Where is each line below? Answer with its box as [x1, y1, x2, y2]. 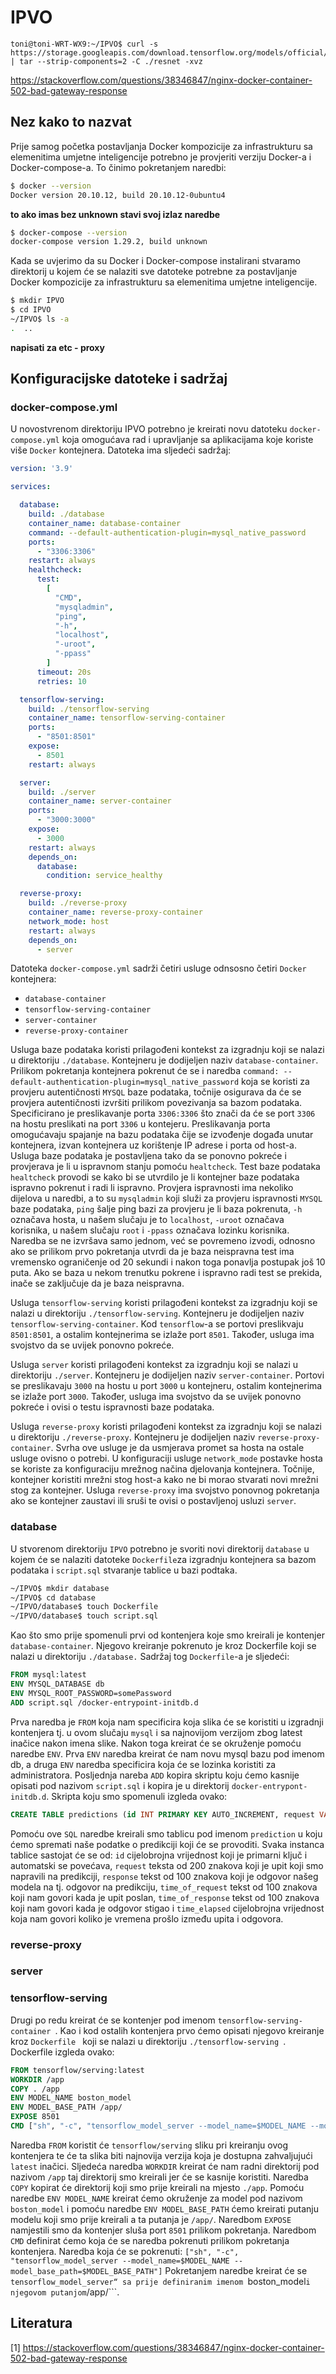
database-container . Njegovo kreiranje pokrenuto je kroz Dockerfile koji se [10, 1640, 317, 1652]
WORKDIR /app [10, 2074, 65, 2085]
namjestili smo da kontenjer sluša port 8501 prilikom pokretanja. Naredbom [10, 2224, 317, 2236]
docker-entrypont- [231, 1781, 308, 1791]
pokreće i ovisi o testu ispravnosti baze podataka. [10, 1401, 215, 1413]
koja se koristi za [241, 1076, 310, 1088]
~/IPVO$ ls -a [10, 314, 70, 324]
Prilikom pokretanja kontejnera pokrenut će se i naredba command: [10, 1065, 280, 1077]
